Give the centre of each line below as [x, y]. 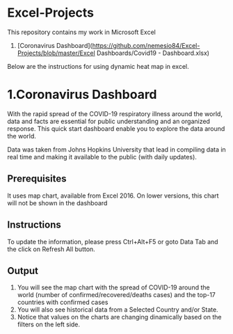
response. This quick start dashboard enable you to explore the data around [116, 128]
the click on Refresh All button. [51, 249]
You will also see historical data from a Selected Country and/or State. [118, 310]
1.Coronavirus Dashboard [82, 95]
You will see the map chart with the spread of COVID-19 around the [113, 287]
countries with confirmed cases [63, 302]
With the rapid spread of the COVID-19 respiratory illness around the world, [115, 113]
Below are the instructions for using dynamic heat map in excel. [98, 66]
